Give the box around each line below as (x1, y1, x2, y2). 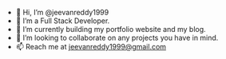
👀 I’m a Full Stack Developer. (15, 16, 110, 26)
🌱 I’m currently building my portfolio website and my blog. (15, 25, 206, 33)
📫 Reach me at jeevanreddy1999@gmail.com (15, 42, 166, 51)
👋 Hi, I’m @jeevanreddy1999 (15, 8, 109, 17)
